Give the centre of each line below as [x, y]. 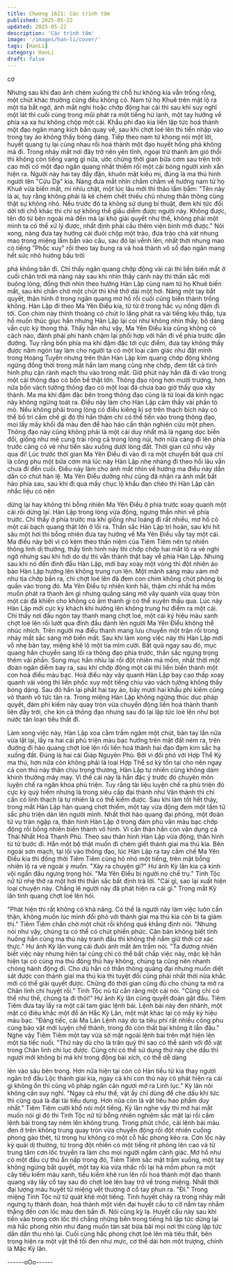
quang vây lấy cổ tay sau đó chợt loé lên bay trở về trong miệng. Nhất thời [113, 1181]
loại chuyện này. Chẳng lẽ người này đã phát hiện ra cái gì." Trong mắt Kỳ [112, 888]
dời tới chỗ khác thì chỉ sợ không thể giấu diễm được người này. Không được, [117, 210]
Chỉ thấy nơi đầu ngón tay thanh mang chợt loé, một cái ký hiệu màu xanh [112, 615]
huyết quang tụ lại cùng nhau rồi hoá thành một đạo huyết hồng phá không [114, 144]
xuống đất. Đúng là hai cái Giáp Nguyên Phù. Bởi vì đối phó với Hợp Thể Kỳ [114, 755]
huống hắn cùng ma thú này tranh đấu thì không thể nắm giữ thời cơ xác [111, 939]
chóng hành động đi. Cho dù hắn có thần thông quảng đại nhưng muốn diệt [115, 968]
